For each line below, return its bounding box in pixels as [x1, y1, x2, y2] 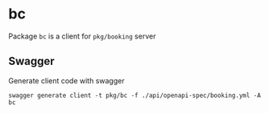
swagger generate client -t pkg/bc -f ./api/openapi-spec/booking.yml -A [8, 91, 262, 99]
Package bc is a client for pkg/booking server [8, 31, 156, 41]
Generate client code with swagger [8, 75, 125, 85]
